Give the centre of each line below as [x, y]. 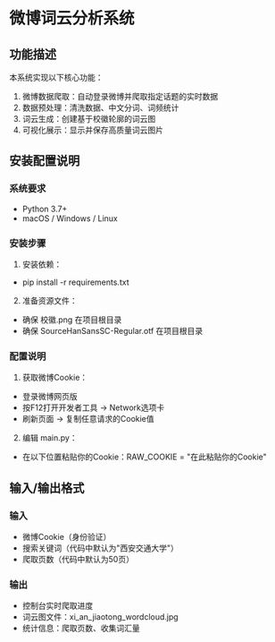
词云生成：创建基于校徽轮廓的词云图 [89, 119]
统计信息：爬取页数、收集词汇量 [81, 629]
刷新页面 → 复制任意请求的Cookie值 [88, 419]
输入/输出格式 [47, 488]
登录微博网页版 [50, 397]
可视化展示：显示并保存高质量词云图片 [92, 130]
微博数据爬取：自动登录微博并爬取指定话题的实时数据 [120, 96]
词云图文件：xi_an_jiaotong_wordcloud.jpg [100, 617]
